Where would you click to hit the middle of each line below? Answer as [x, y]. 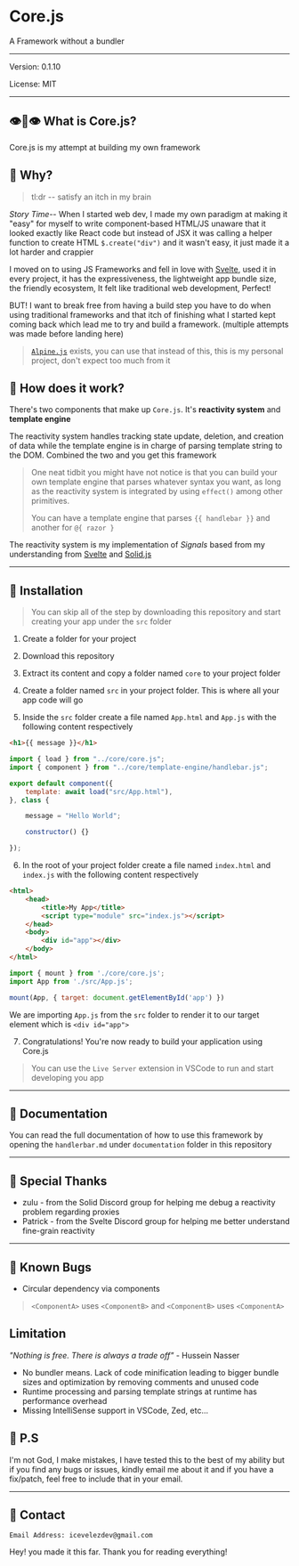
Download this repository [68, 656]
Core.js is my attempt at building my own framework [105, 147]
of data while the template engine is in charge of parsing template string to [146, 446]
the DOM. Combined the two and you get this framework [113, 455]
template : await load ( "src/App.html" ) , [99, 791]
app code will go [53, 700]
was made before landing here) [67, 333]
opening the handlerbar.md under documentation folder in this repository [141, 1145]
